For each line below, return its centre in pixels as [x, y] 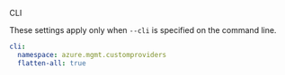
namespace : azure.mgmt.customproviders [92, 54]
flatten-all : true [52, 63]
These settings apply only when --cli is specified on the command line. [143, 30]
